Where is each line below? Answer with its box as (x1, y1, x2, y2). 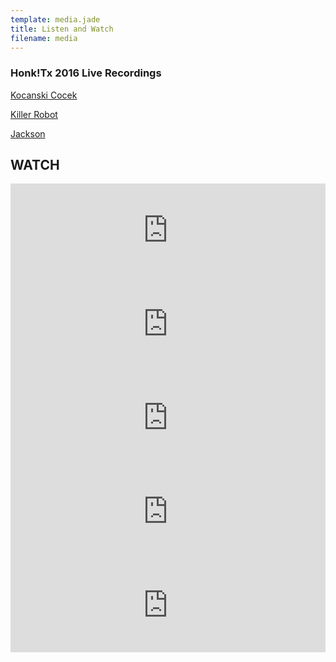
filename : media (10, 33, 78, 43)
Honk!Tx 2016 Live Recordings (10, 66, 162, 80)
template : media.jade (10, 14, 101, 25)
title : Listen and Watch (10, 24, 114, 34)
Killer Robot (10, 108, 58, 120)
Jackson (10, 127, 46, 140)
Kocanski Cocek (10, 89, 78, 101)
